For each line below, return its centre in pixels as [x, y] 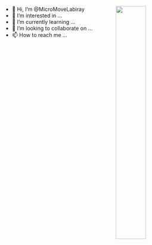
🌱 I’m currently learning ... [44, 22]
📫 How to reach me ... [39, 35]
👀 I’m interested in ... [37, 16]
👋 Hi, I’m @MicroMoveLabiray [48, 9]
